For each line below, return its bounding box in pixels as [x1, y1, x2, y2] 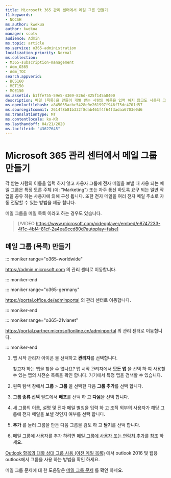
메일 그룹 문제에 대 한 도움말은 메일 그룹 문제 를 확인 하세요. [5, 467, 124, 473]
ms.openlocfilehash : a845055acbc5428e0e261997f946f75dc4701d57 [5, 103, 143, 108]
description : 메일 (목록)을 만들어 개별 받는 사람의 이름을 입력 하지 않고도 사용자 [5, 98, 161, 103]
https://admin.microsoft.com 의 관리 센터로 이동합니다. [5, 267, 117, 273]
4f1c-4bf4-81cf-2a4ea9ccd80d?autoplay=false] [17, 226, 119, 232]
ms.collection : [5, 55, 38, 60]
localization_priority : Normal [5, 50, 72, 55]
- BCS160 [5, 79, 24, 84]
